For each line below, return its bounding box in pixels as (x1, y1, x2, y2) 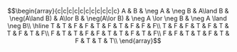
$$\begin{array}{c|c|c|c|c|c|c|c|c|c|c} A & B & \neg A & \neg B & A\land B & (7, 7, 229, 15)
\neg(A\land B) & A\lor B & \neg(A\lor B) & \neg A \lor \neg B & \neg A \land (9, 14, 228, 22)
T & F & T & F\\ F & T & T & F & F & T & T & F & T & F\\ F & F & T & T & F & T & (6, 29, 230, 37)
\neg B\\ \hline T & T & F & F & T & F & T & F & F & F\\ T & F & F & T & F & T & (7, 22, 229, 30)
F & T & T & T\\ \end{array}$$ (75, 37, 162, 45)
